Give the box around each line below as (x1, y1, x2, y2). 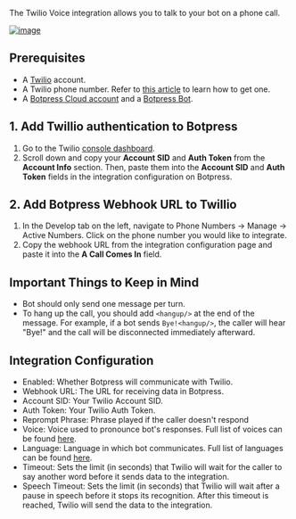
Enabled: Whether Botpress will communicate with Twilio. (21, 376, 234, 387)
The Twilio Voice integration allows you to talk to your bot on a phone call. (9, 8, 281, 18)
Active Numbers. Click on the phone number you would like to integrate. (21, 230, 287, 241)
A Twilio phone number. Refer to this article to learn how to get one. (21, 84, 271, 95)
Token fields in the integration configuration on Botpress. (21, 171, 233, 182)
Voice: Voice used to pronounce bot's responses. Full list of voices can (21, 424, 283, 435)
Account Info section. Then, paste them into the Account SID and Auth (21, 161, 285, 172)
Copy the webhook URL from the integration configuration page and (21, 240, 273, 251)
